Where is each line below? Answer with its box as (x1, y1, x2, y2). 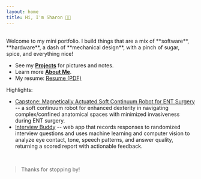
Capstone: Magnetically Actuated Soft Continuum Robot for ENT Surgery (14, 97, 195, 105)
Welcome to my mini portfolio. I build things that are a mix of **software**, (6, 37, 190, 44)
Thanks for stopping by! (20, 166, 80, 173)
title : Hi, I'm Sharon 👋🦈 (6, 14, 71, 20)
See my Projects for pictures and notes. (14, 61, 114, 69)
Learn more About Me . (14, 68, 72, 75)
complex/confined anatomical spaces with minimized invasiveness (14, 111, 180, 118)
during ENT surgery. (14, 117, 65, 124)
